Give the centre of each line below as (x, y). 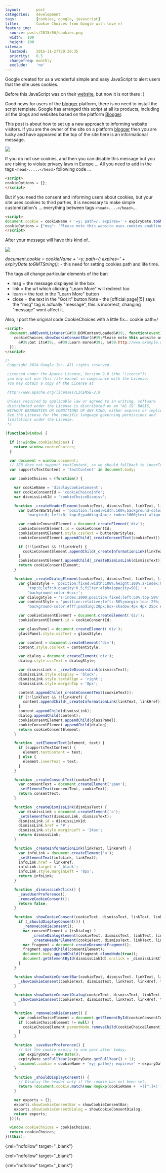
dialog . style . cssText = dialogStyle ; (57, 661)
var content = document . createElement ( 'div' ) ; (67, 643)
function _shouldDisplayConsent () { (52, 1077)
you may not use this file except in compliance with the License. (78, 379)
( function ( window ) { (26, 433)
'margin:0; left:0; (47, 515)
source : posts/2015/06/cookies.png (46, 33)
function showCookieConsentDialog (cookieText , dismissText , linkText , (88, 995)
